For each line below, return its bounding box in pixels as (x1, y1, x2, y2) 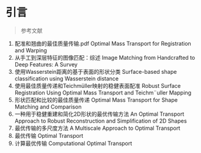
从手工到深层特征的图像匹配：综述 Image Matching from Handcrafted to (14, 54, 196, 61)
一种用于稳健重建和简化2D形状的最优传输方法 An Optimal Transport (14, 110, 185, 118)
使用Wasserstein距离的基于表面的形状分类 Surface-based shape (14, 68, 177, 75)
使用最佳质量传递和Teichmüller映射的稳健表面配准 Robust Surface (14, 82, 181, 89)
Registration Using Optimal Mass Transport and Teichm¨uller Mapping (14, 89, 192, 96)
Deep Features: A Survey (14, 60, 78, 68)
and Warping (14, 46, 47, 54)
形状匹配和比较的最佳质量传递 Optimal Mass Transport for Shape (14, 96, 178, 104)
